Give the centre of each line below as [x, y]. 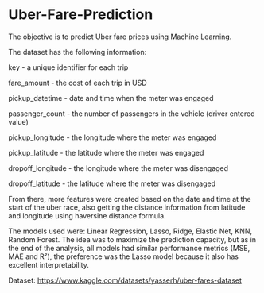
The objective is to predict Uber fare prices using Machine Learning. [120, 37]
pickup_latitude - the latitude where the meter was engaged [106, 152]
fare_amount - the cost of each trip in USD [78, 83]
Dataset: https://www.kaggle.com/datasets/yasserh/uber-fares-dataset [125, 280]
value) [19, 121]
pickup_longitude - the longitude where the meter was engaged [113, 137]
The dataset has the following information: [78, 52]
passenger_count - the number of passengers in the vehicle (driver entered [132, 114]
